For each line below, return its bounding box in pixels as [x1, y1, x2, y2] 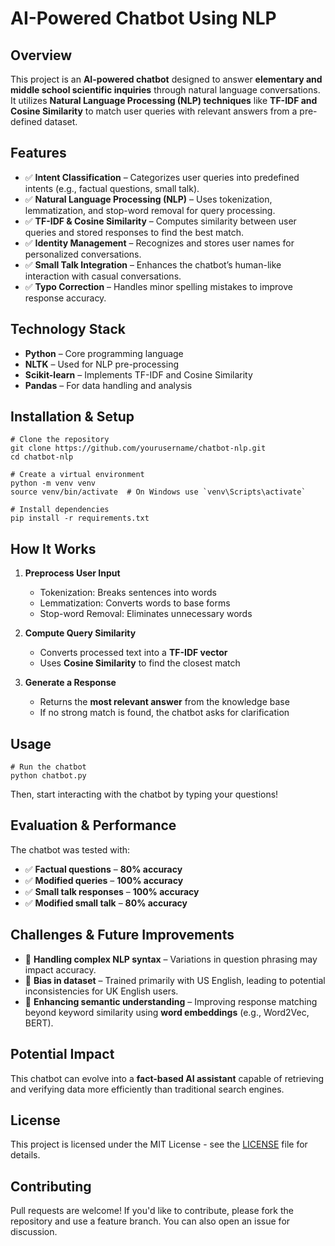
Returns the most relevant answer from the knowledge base [39, 696, 290, 708]
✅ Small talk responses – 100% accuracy [24, 885, 200, 897]
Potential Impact [10, 1046, 115, 1063]
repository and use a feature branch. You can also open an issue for [10, 1215, 291, 1227]
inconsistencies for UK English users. [24, 985, 179, 997]
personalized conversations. [24, 248, 142, 260]
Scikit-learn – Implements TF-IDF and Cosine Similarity [24, 368, 253, 381]
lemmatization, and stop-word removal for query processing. [24, 204, 276, 216]
